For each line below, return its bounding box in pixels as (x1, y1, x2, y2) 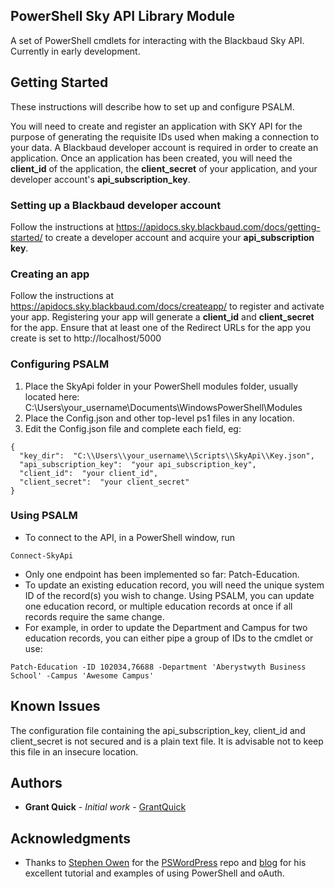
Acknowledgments (10, 830, 132, 847)
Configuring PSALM (10, 357, 110, 371)
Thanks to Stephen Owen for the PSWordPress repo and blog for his (24, 857, 307, 869)
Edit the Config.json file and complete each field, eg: (24, 422, 242, 434)
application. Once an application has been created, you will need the (10, 152, 293, 164)
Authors (10, 775, 63, 792)
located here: (24, 390, 80, 403)
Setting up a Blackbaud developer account (10, 198, 222, 212)
